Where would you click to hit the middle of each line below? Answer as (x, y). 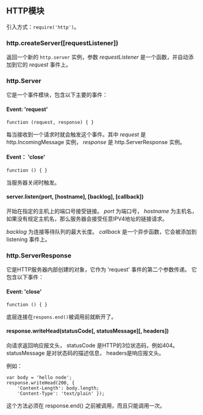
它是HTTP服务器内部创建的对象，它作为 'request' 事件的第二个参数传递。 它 (101, 270)
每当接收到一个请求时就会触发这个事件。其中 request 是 (76, 134)
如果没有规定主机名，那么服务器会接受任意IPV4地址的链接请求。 (87, 219)
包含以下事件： (25, 277)
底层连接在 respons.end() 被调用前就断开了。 (62, 317)
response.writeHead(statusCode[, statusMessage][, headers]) (88, 331)
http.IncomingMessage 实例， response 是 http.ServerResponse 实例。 (96, 142)
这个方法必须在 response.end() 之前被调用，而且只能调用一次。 (86, 405)
